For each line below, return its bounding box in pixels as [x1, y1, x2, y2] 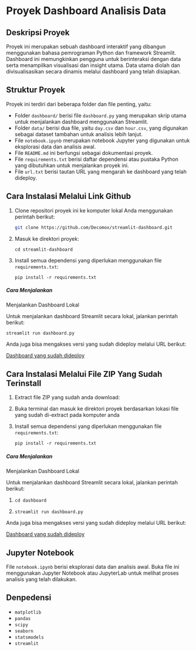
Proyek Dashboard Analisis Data [6, 4, 166, 18]
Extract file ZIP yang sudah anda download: [14, 394, 120, 401]
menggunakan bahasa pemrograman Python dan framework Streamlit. [6, 49, 177, 56]
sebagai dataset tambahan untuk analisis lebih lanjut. [14, 130, 143, 137]
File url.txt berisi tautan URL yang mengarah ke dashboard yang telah [14, 168, 187, 175]
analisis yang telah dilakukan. [6, 576, 77, 583]
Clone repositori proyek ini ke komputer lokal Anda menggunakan [14, 207, 173, 214]
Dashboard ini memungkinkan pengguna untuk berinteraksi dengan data [6, 56, 181, 62]
